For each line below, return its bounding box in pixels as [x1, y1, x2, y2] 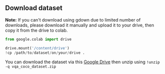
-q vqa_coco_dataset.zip [5, 64, 56, 69]
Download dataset [5, 4, 63, 12]
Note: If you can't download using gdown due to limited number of [5, 17, 141, 23]
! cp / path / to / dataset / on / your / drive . [5, 50, 85, 55]
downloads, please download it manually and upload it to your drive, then [5, 22, 154, 28]
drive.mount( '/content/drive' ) [5, 46, 70, 50]
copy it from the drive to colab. [5, 27, 68, 33]
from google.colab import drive [5, 37, 72, 42]
